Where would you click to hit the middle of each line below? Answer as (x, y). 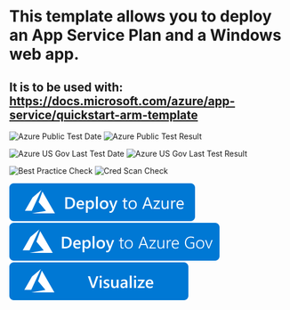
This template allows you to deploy (141, 16)
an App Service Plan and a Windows (145, 35)
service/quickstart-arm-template (104, 114)
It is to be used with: (66, 87)
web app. (44, 54)
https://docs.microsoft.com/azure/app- (122, 101)
